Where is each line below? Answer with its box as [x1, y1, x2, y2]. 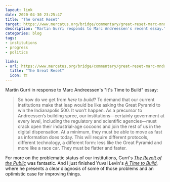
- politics [5, 50, 28, 55]
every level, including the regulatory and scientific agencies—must [17, 118, 157, 124]
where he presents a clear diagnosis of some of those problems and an [5, 165, 154, 171]
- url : [5, 64, 19, 69]
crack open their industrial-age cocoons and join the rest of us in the [17, 123, 161, 129]
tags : [5, 36, 17, 41]
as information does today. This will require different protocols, [17, 134, 149, 140]
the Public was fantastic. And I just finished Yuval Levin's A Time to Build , [5, 160, 158, 166]
